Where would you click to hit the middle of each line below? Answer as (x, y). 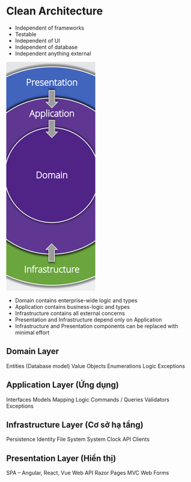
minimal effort (32, 332)
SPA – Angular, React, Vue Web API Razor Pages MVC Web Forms (88, 473)
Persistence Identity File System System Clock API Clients (78, 439)
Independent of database (46, 47)
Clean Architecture (55, 11)
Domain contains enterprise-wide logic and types (76, 300)
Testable (26, 34)
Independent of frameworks (50, 28)
